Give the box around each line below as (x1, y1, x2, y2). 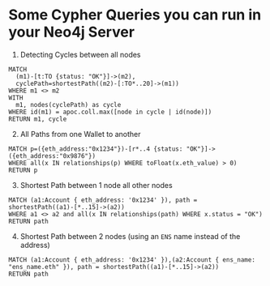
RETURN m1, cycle (8, 115, 67, 123)
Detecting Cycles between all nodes (19, 49, 141, 59)
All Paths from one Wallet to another (19, 129, 141, 139)
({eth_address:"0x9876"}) (8, 152, 96, 160)
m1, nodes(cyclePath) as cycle (15, 100, 122, 109)
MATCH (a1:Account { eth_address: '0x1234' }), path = (8, 196, 198, 204)
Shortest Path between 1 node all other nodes (19, 180, 173, 190)
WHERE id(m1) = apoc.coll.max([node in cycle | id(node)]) (8, 108, 212, 116)
